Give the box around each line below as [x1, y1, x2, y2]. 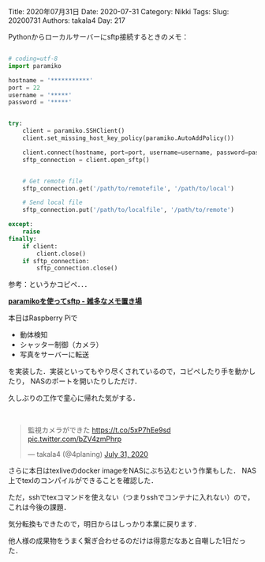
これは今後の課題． [8, 503, 71, 512]
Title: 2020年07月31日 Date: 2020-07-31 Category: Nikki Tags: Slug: [8, 7, 230, 16]
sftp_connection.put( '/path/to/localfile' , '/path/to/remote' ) [22, 206, 235, 214]
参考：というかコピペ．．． [8, 280, 91, 289]
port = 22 [8, 84, 41, 92]
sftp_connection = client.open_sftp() [22, 156, 150, 164]
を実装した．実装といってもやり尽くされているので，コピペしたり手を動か [8, 367, 249, 376]
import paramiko [8, 62, 62, 70]
